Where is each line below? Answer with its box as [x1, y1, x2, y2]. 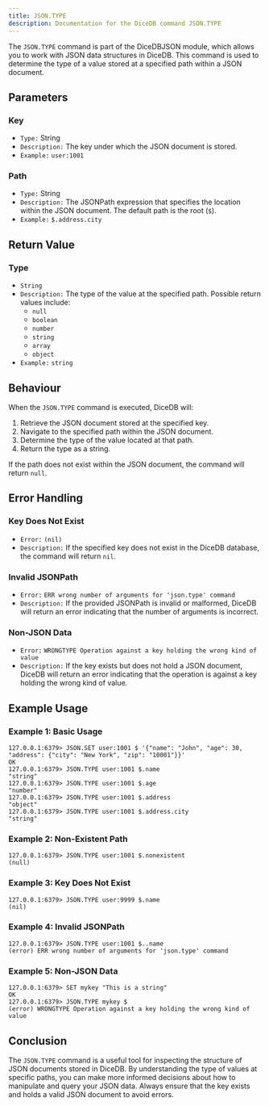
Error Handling [8, 492, 83, 505]
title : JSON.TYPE [8, 11, 67, 20]
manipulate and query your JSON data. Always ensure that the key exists [8, 1081, 250, 1091]
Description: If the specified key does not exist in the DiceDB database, [19, 543, 260, 552]
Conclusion [8, 1034, 68, 1048]
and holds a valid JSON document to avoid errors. [8, 1089, 175, 1099]
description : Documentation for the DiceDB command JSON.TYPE [8, 19, 221, 27]
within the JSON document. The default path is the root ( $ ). [19, 206, 217, 216]
